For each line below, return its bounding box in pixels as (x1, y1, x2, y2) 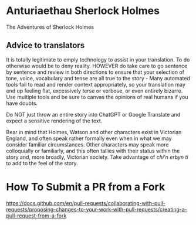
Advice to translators (6, 40, 85, 50)
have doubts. (6, 100, 38, 107)
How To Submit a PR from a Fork (6, 180, 165, 193)
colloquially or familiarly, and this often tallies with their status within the (6, 147, 180, 154)
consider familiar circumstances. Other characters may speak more (6, 141, 169, 148)
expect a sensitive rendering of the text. (6, 117, 103, 124)
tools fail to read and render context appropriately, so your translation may (6, 81, 186, 88)
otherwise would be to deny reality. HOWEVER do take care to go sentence (6, 62, 188, 69)
